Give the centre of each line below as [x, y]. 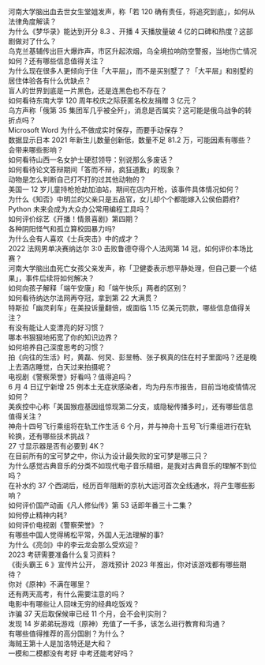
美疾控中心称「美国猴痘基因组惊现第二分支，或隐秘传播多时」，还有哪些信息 [131, 406]
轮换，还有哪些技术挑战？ [50, 436]
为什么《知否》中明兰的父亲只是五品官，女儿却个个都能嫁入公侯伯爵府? [124, 199]
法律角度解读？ [32, 21]
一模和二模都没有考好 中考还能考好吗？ [71, 653]
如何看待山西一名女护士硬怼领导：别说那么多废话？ [91, 160]
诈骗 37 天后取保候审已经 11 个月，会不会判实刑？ [88, 614]
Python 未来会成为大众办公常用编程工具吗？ [80, 209]
